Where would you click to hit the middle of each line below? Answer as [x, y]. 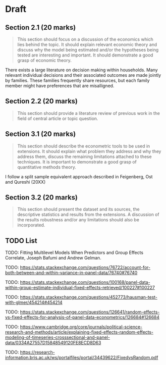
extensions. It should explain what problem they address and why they [89, 151]
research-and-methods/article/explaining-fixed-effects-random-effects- [79, 332]
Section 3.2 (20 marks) [41, 197]
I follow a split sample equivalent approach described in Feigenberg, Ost [79, 176]
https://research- [38, 352]
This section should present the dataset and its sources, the [78, 209]
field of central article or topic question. [57, 118]
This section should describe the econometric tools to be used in [83, 146]
